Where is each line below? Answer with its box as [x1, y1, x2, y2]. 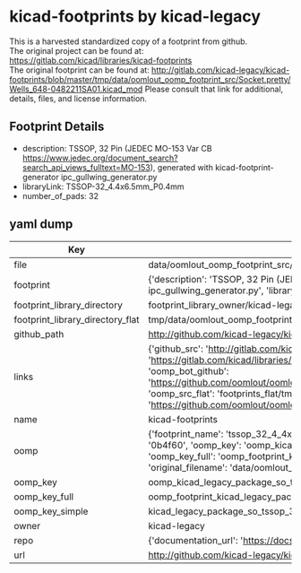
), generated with [150, 161, 213, 172]
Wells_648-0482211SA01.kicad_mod [9, 83, 143, 94]
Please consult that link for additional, [144, 83, 284, 94]
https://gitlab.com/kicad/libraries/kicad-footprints [9, 55, 193, 65]
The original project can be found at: [9, 45, 144, 56]
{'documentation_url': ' [147, 534, 244, 546]
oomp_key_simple [13, 505, 89, 517]
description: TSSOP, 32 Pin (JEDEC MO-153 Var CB [21, 143, 212, 153]
